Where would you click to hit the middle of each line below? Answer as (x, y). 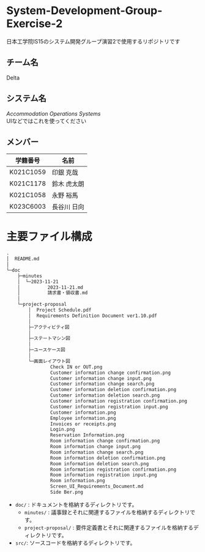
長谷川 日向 (68, 207)
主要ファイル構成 (50, 237)
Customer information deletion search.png (105, 395)
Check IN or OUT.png (76, 367)
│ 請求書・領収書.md (53, 293)
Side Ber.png (67, 492)
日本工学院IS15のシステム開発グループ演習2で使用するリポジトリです (93, 41)
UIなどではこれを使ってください (47, 121)
